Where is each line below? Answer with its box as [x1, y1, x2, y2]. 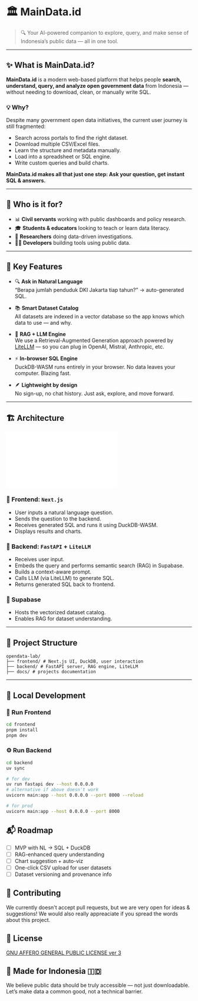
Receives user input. [14, 556, 65, 563]
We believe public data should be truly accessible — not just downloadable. [6, 982, 190, 989]
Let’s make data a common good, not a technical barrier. [6, 988, 143, 995]
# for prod [6, 803, 33, 809]
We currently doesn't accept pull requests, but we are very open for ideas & [6, 904, 190, 911]
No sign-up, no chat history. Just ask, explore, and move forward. [14, 390, 174, 397]
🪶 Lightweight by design [14, 381, 78, 388]
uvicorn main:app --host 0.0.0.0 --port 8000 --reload [6, 792, 144, 798]
